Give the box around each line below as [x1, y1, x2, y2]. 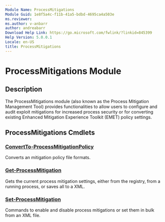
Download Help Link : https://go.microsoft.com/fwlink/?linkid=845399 [5, 30, 153, 35]
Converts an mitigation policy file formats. [5, 155, 91, 161]
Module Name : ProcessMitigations [5, 7, 75, 12]
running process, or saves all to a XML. [5, 183, 85, 189]
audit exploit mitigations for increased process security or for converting [5, 109, 154, 114]
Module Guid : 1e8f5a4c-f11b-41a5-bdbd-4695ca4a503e [5, 12, 114, 17]
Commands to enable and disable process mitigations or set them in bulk [5, 207, 155, 213]
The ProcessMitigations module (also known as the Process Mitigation [5, 98, 149, 104]
